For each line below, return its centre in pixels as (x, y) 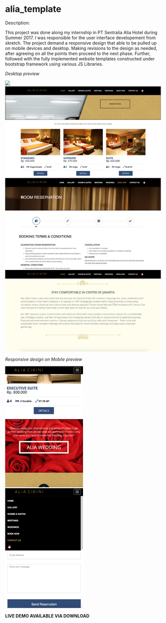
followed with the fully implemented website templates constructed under (80, 58)
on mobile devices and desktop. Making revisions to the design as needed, (81, 48)
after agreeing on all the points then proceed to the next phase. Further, (78, 53)
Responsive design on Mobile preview (44, 360)
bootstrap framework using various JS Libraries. (54, 64)
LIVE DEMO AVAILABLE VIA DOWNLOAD (47, 616)
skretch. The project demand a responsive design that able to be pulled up (81, 43)
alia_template (33, 9)
